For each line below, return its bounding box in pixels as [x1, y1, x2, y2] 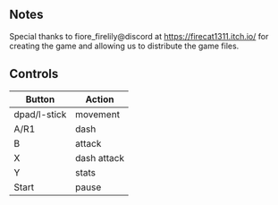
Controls [9, 66, 59, 81]
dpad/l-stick [13, 107, 67, 120]
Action [85, 93, 114, 106]
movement [75, 107, 121, 120]
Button [25, 93, 55, 106]
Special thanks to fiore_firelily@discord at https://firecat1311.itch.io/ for [9, 30, 269, 41]
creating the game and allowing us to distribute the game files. [9, 40, 240, 51]
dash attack [75, 151, 125, 164]
